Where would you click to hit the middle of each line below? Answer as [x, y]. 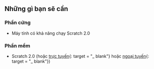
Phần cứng [18, 23]
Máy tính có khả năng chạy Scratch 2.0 [51, 33]
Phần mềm [17, 45]
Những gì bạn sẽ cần [36, 9]
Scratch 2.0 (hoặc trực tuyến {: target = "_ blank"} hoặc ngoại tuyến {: [80, 56]
